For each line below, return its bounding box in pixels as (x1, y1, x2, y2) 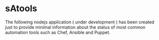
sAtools (5, 3, 38, 14)
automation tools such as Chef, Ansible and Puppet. (5, 29, 111, 35)
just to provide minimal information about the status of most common (5, 24, 146, 30)
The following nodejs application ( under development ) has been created (5, 19, 155, 25)
